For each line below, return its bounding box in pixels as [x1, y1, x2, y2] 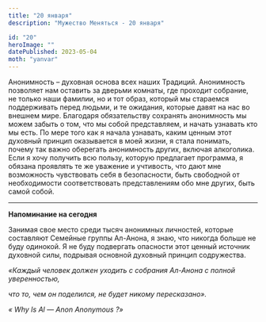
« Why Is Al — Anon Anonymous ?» [8, 305, 124, 314]
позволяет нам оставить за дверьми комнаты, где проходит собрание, [8, 86, 249, 95]
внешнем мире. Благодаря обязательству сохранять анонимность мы [8, 111, 247, 120]
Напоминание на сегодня [8, 209, 97, 219]
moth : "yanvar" [8, 56, 59, 63]
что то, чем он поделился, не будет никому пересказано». [8, 289, 207, 298]
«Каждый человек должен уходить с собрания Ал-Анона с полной [8, 266, 236, 274]
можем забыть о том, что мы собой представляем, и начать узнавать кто [8, 120, 258, 128]
